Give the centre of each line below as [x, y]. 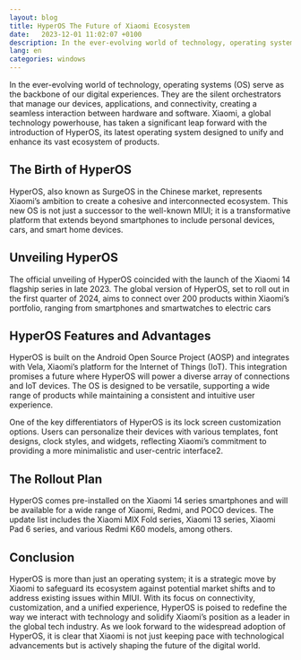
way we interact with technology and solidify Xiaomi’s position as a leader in [150, 617]
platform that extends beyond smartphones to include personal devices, [142, 219]
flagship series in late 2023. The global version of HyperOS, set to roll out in [149, 288]
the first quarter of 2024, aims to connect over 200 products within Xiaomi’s [149, 298]
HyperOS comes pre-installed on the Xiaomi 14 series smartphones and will [149, 501]
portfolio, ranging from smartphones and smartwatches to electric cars [140, 308]
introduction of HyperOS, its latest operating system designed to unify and [146, 132]
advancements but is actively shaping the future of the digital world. [135, 646]
